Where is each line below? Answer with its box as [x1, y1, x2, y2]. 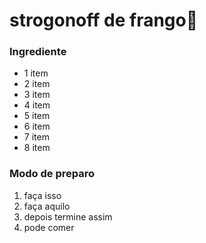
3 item [23, 89, 51, 101]
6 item [23, 120, 51, 133]
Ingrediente [9, 45, 67, 59]
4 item [23, 99, 51, 111]
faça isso [23, 189, 62, 201]
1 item [23, 67, 49, 79]
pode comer [23, 221, 75, 233]
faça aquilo [23, 200, 71, 212]
